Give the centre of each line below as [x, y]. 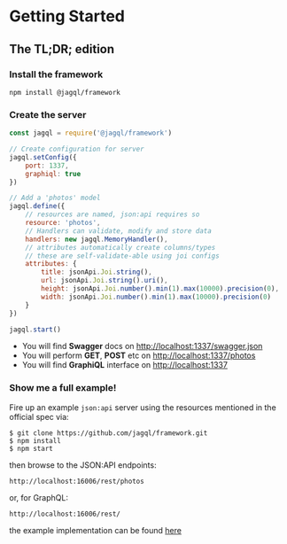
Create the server [48, 114]
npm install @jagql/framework [65, 92]
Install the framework [56, 74]
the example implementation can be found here [95, 530]
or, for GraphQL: [39, 497]
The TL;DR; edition [62, 49]
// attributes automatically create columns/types [120, 247]
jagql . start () [35, 330]
